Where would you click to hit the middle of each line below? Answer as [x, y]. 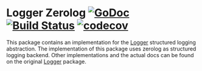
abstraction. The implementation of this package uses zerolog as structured [101, 49]
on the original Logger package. [46, 61]
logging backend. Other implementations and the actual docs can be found [100, 55]
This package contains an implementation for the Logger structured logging [101, 42]
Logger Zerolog [46, 13]
